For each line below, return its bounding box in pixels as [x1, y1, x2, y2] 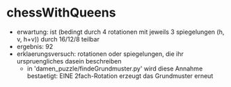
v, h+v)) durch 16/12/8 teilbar [16, 35, 100, 43]
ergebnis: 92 [16, 42, 54, 50]
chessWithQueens [6, 5, 116, 21]
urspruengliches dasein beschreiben [16, 57, 122, 65]
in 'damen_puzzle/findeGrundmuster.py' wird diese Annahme [26, 64, 203, 72]
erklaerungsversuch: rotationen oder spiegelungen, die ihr [16, 50, 184, 58]
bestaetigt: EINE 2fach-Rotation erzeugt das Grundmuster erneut [26, 71, 214, 80]
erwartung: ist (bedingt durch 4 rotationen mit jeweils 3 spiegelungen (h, [16, 28, 225, 36]
